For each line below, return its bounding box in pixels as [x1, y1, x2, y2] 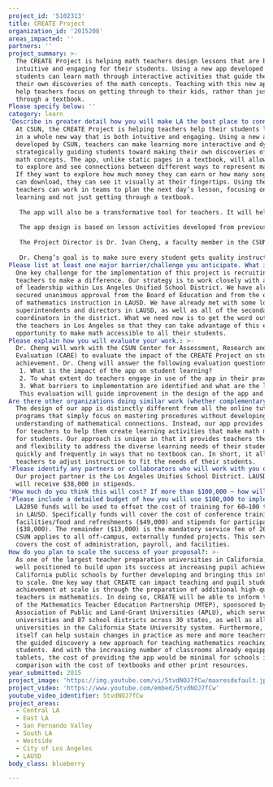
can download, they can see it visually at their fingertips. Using [15, 178, 253, 187]
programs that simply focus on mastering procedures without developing [15, 412, 267, 421]
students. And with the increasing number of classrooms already [15, 646, 242, 655]
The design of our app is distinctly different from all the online [15, 404, 253, 413]
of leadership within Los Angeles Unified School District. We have [15, 283, 253, 292]
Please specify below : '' [8, 102, 96, 110]
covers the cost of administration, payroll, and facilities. [15, 541, 231, 549]
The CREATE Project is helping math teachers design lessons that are [15, 58, 260, 66]
